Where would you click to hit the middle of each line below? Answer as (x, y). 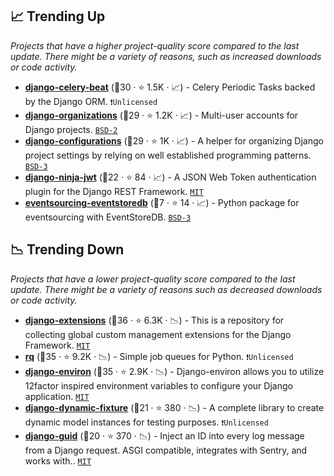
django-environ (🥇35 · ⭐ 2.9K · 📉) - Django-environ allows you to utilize (174, 371)
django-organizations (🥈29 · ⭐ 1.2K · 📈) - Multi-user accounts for (161, 115)
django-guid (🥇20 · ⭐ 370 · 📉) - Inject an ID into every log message (164, 435)
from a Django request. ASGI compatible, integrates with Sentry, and (166, 450)
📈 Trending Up (58, 16)
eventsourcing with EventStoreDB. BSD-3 (108, 217)
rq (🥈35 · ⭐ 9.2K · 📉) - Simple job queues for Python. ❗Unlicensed (159, 356)
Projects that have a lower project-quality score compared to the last (153, 279)
